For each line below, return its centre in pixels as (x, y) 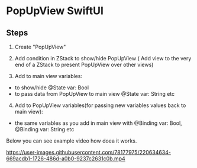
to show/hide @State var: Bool (52, 88)
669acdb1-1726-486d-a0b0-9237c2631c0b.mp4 (66, 159)
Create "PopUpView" (40, 47)
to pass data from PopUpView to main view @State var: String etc (95, 94)
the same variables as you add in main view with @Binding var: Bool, (98, 123)
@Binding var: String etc (44, 129)
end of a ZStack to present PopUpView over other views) (84, 64)
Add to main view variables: (49, 76)
